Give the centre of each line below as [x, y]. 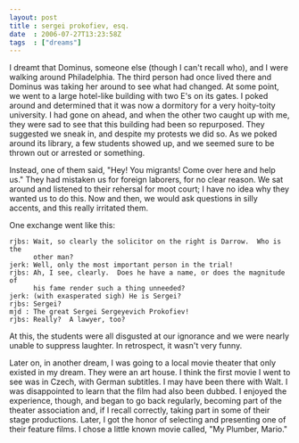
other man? [53, 258]
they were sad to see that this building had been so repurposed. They [137, 125]
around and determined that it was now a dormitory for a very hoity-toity [142, 106]
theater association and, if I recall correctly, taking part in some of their [140, 410]
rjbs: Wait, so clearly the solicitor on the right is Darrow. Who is [145, 242]
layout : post [33, 17]
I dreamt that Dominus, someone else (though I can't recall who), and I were [149, 68]
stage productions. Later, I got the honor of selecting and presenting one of [148, 420]
